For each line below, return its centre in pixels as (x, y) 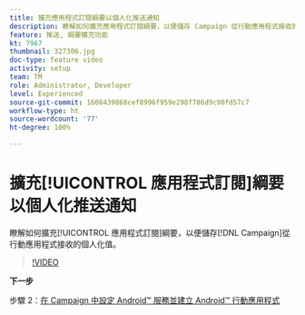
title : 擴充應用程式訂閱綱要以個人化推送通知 (85, 18)
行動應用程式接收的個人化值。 (65, 244)
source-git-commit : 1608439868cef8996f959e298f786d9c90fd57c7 (129, 102)
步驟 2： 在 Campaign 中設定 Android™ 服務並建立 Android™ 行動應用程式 (145, 300)
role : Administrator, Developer (70, 85)
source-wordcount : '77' (54, 119)
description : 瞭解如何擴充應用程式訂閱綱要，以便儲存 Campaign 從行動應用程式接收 (151, 26)
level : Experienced (46, 94)
